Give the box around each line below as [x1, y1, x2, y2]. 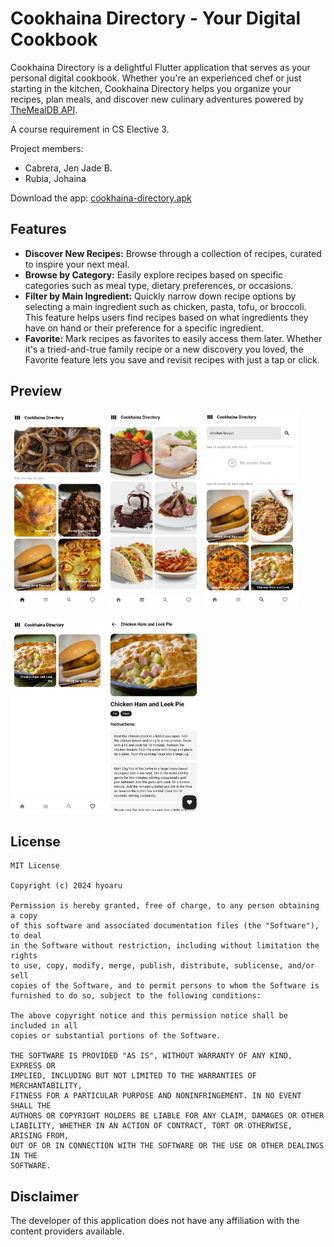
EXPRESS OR [10, 1061, 56, 1071]
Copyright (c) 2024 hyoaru [10, 881, 123, 891]
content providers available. [10, 1225, 125, 1237]
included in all [10, 1021, 78, 1031]
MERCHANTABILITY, [10, 1081, 83, 1091]
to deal [10, 931, 43, 941]
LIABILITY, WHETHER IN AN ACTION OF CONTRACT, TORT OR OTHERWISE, [10, 1121, 293, 1131]
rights [10, 951, 38, 961]
